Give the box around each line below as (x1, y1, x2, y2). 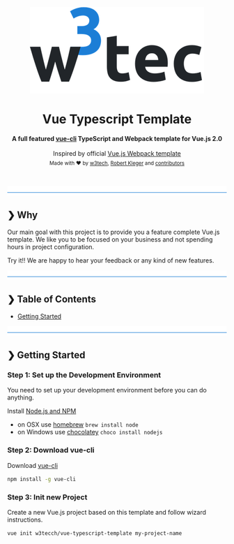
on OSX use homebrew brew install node (17, 420, 139, 429)
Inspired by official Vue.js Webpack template (53, 149, 181, 157)
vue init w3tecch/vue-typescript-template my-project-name (7, 529, 182, 537)
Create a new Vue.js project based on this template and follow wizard (7, 508, 207, 516)
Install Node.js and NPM (7, 407, 77, 416)
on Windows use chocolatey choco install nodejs (17, 428, 163, 436)
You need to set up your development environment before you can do (7, 386, 207, 395)
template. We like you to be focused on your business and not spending (7, 235, 213, 244)
